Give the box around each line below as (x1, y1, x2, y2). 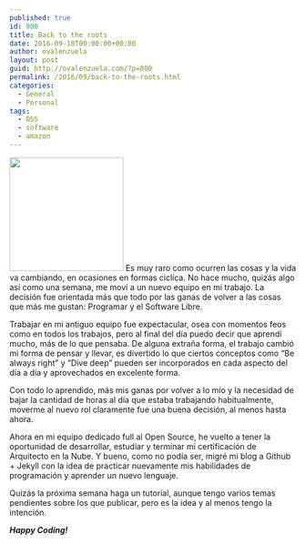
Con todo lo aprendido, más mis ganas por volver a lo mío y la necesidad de (9, 384, 294, 396)
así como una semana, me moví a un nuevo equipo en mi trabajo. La (9, 281, 265, 292)
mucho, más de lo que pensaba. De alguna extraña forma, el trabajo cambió (9, 337, 294, 348)
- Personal (17, 97, 59, 107)
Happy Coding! (9, 524, 68, 535)
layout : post (9, 55, 59, 65)
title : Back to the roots (9, 30, 107, 39)
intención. (9, 507, 47, 518)
